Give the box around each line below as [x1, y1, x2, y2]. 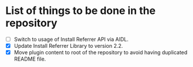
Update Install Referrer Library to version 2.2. [13, 43, 123, 49]
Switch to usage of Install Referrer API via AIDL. [13, 36, 129, 43]
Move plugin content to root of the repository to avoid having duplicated [13, 49, 188, 56]
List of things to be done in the [5, 4, 156, 17]
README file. [13, 55, 46, 62]
